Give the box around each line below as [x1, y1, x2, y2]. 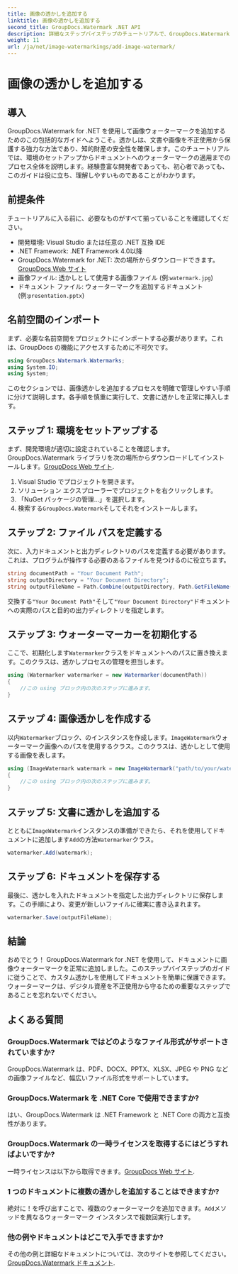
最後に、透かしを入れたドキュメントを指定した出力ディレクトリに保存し [7, 891, 218, 899]
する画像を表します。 [7, 750, 69, 759]
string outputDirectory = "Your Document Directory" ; [7, 576, 170, 584]
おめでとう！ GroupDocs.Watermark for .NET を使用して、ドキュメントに [7, 955, 222, 964]
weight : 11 [7, 37, 40, 44]
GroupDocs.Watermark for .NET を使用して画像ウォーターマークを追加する [7, 127, 226, 135]
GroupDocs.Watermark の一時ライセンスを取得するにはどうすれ [7, 1139, 229, 1149]
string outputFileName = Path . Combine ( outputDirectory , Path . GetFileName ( [7, 583, 233, 590]
